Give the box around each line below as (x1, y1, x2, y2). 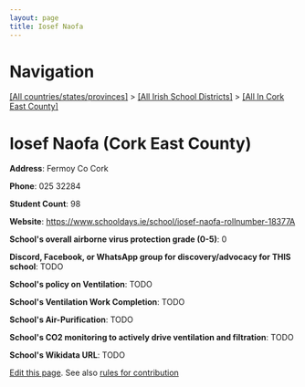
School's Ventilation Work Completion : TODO (9, 297, 185, 308)
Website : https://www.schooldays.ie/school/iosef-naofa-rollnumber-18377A (9, 216, 296, 227)
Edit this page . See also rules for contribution (9, 367, 180, 379)
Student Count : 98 (9, 198, 81, 210)
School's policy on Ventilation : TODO (9, 279, 153, 290)
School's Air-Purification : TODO (9, 314, 134, 325)
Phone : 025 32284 (9, 181, 81, 192)
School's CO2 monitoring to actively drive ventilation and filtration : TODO (9, 332, 294, 343)
